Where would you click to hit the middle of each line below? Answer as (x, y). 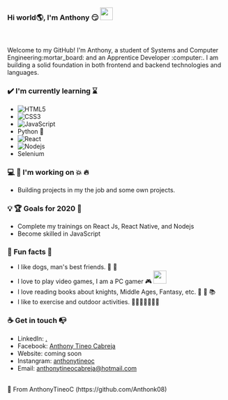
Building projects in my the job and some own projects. (96, 190)
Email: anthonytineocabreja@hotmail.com (77, 368)
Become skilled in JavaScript (59, 234)
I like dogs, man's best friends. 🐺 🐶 (67, 267)
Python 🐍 (30, 131)
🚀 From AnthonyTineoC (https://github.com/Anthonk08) (87, 389)
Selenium (31, 153)
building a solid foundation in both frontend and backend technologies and (114, 65)
